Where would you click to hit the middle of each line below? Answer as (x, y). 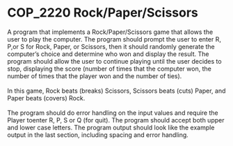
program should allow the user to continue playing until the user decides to (114, 61)
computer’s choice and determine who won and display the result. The (108, 54)
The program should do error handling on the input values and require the (113, 113)
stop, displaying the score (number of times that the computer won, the (110, 69)
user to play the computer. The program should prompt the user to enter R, (114, 39)
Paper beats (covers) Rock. (46, 98)
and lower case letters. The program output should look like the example (111, 127)
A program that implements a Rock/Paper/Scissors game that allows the (110, 32)
